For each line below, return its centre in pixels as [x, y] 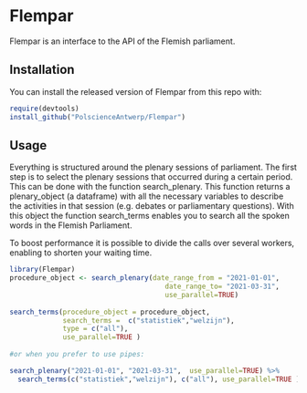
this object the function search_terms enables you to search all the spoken [150, 216]
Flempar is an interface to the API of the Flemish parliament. [122, 41]
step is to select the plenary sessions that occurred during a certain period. [151, 177]
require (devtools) [44, 109]
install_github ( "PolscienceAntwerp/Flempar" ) [97, 117]
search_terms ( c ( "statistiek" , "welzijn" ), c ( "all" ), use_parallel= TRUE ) [159, 379]
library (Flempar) [42, 270]
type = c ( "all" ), [95, 329]
